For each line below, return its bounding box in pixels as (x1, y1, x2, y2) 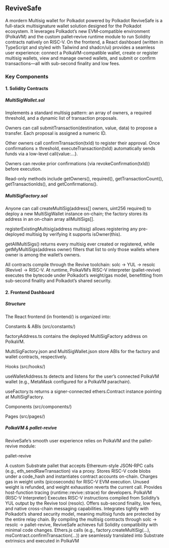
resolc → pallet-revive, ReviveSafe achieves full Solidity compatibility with (5, 521, 158, 527)
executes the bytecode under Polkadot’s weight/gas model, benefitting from (5, 272, 163, 278)
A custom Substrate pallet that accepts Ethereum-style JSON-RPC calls (5, 462, 154, 469)
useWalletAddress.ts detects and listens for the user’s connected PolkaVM (5, 373, 159, 379)
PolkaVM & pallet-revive (5, 425, 57, 431)
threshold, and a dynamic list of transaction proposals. (5, 115, 118, 121)
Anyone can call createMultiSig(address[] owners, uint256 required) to (5, 206, 152, 212)
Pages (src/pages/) (5, 413, 45, 419)
